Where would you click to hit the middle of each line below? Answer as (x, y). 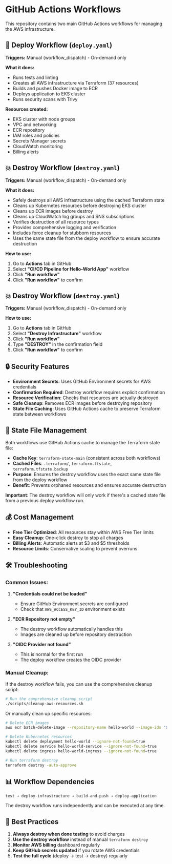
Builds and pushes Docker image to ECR (55, 88)
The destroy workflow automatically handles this (71, 629)
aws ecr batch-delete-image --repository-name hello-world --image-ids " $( (88, 728)
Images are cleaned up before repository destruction (76, 634)
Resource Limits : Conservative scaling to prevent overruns (75, 548)
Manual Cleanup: (27, 673)
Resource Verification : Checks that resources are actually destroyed (85, 398)
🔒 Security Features (37, 367)
